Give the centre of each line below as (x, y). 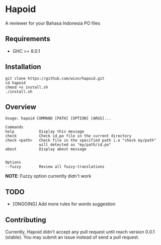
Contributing (26, 220)
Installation (23, 67)
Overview (21, 107)
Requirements (28, 39)
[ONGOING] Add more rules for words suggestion (64, 204)
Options (13, 162)
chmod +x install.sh (27, 87)
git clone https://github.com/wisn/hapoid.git (55, 78)
